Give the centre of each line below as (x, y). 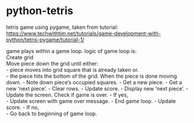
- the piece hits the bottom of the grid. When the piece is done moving (92, 76)
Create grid (20, 57)
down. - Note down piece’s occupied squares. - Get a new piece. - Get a (94, 82)
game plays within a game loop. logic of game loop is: (71, 51)
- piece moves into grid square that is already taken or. (73, 69)
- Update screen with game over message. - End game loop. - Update (91, 101)
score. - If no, (23, 107)
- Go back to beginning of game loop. (52, 114)
